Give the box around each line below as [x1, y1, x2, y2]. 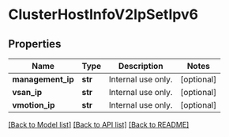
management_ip [12, 74, 75, 85]
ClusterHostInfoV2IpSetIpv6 [8, 6, 199, 24]
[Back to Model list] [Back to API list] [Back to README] [8, 120, 190, 129]
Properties [8, 37, 62, 51]
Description [118, 61, 163, 71]
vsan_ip [12, 87, 43, 97]
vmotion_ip [12, 100, 55, 110]
